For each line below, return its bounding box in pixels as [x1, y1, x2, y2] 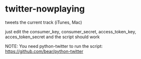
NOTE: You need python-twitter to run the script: [5, 43, 103, 49]
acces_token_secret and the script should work [5, 34, 100, 40]
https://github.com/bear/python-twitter [5, 48, 83, 54]
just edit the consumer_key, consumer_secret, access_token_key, [5, 29, 137, 34]
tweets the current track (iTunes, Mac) [5, 19, 82, 25]
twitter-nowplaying [5, 3, 85, 15]
